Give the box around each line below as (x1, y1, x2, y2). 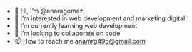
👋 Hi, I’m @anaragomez (14, 7, 84, 15)
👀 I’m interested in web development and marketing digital (14, 14, 186, 22)
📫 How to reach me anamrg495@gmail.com (14, 37, 146, 45)
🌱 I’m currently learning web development (14, 22, 138, 30)
